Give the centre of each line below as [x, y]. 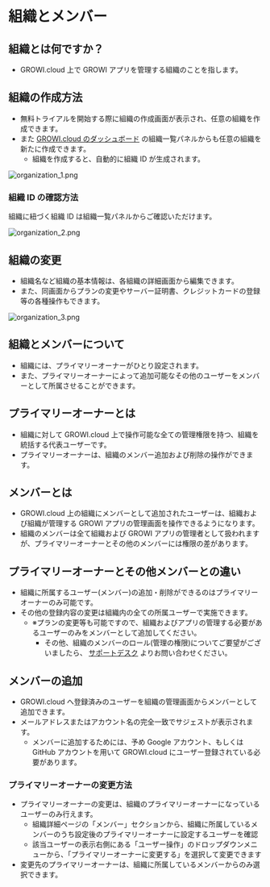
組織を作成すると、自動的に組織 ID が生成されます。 [118, 159]
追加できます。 [45, 711]
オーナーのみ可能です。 [59, 602]
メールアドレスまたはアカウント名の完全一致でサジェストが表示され [133, 722]
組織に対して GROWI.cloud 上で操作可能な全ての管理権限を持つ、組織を [139, 434]
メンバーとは [40, 492]
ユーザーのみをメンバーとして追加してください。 [120, 633]
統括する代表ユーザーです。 [65, 444]
